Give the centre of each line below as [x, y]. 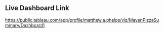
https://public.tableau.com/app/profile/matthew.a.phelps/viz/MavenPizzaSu [82, 20]
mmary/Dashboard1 [25, 25]
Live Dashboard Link [37, 8]
